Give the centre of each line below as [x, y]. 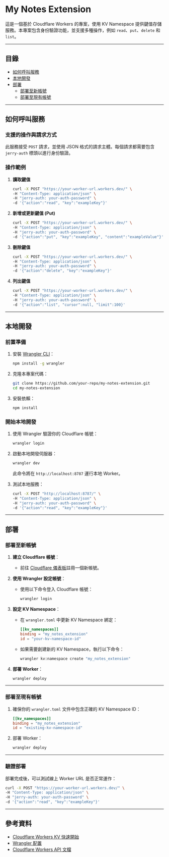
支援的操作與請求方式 [31, 135]
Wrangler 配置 [27, 843]
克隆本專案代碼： [30, 374]
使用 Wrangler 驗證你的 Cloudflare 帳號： [55, 434]
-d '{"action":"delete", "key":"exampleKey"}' [62, 271]
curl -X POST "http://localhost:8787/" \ [57, 494]
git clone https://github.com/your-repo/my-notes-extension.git [81, 384]
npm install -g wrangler [38, 364]
